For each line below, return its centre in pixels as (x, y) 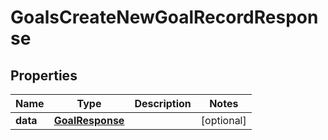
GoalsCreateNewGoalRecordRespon (164, 17)
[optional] (223, 120)
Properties (44, 75)
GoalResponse (89, 120)
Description (163, 103)
